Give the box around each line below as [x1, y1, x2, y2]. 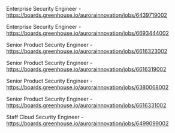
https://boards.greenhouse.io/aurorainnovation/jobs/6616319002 [6, 66, 167, 73]
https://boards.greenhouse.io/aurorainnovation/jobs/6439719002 [6, 11, 168, 19]
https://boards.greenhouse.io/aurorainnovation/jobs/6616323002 [6, 48, 168, 55]
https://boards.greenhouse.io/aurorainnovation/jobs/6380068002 [6, 84, 169, 91]
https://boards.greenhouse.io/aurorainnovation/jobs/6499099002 [6, 120, 169, 127]
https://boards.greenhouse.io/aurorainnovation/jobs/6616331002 [6, 102, 167, 109]
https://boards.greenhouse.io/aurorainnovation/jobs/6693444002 [6, 29, 170, 37]
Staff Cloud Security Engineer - [6, 114, 84, 120]
